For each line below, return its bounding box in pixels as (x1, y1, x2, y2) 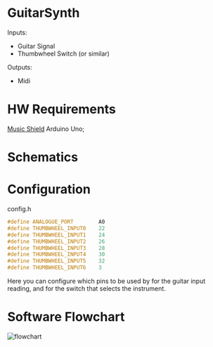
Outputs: (7, 63, 33, 71)
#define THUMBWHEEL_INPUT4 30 (7, 251, 105, 258)
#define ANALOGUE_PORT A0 (7, 218, 105, 225)
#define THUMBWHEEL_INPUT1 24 (7, 231, 105, 239)
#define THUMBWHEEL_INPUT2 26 (7, 238, 105, 245)
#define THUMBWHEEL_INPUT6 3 (7, 264, 102, 272)
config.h (7, 205, 32, 213)
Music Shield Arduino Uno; (7, 125, 85, 133)
